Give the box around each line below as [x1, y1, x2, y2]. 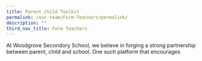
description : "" [6, 20, 47, 26]
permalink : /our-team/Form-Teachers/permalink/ [6, 14, 128, 20]
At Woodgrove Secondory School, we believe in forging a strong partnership [6, 42, 196, 49]
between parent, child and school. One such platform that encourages [6, 48, 181, 56]
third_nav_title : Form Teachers [6, 25, 87, 32]
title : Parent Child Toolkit [6, 8, 80, 15]
